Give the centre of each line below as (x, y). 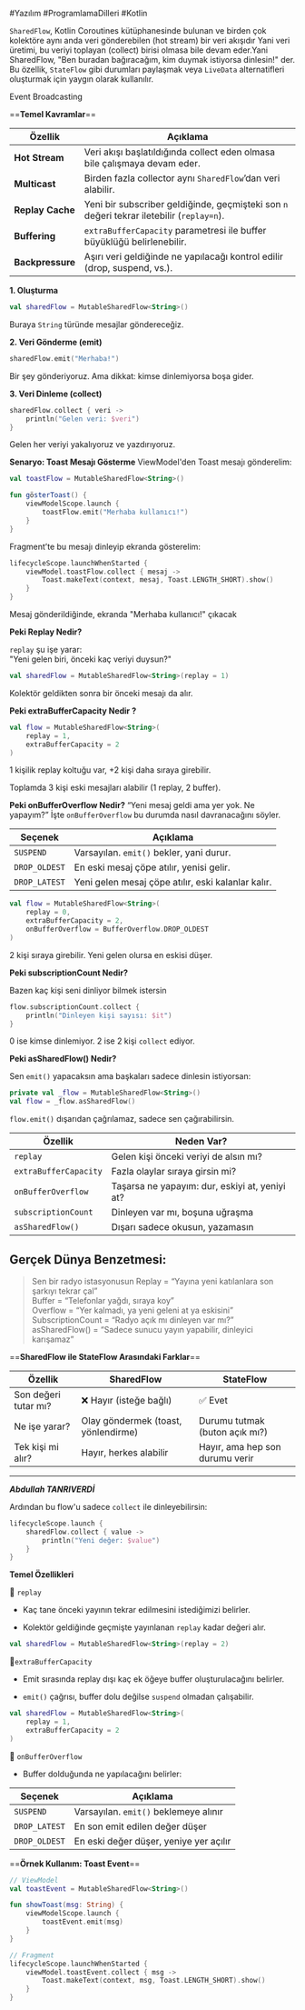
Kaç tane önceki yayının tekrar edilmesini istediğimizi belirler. (137, 1610)
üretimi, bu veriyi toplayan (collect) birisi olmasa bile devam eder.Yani (139, 50)
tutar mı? (33, 1405)
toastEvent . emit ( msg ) (83, 1922)
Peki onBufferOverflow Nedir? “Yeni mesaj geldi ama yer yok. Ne (133, 805)
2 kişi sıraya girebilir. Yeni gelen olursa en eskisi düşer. (111, 955)
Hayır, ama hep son (240, 1446)
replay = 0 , (48, 913)
